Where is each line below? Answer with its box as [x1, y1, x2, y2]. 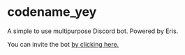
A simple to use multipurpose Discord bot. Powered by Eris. [7, 27, 179, 35]
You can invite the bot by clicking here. [7, 40, 119, 48]
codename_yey [7, 4, 97, 20]
